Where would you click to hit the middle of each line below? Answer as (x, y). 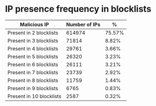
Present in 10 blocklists (34, 96)
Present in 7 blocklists (33, 72)
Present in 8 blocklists (33, 80)
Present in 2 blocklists (33, 33)
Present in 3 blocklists (33, 41)
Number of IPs (83, 24)
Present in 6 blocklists (33, 64)
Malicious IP (34, 24)
